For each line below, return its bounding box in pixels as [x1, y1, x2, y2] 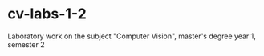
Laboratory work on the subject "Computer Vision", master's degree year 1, [7, 31, 256, 41]
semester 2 [7, 39, 45, 49]
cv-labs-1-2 [7, 5, 87, 23]
